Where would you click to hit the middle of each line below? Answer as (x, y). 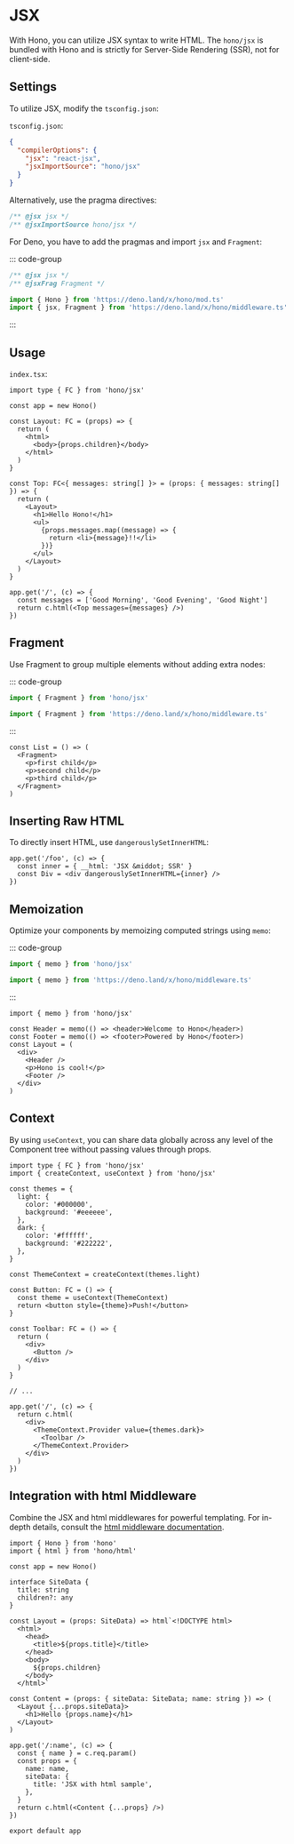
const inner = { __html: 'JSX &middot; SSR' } (105, 866)
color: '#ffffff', (59, 1235)
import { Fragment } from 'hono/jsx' (79, 698)
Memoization (47, 909)
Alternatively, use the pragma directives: (83, 200)
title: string (43, 1590)
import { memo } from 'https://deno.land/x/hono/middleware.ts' (131, 980)
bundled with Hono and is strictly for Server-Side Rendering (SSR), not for (144, 49)
